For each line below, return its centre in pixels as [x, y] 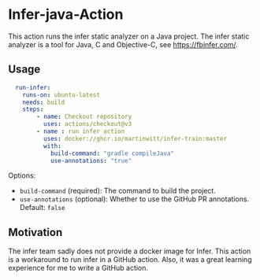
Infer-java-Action [66, 15]
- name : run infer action [81, 131]
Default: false [42, 208]
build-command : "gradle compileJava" [112, 153]
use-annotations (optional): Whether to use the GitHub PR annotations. [134, 199]
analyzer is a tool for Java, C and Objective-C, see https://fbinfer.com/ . [123, 44]
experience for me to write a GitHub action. [78, 268]
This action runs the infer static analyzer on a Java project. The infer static [129, 36]
